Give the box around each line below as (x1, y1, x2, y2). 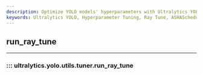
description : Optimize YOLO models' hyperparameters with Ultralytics (6, 8, 188, 15)
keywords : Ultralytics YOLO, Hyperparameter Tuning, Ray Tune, (6, 14, 169, 20)
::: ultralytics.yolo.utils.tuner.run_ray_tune (6, 61, 134, 70)
